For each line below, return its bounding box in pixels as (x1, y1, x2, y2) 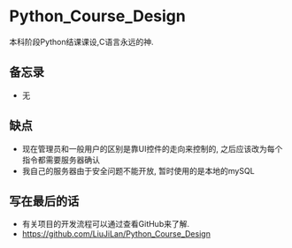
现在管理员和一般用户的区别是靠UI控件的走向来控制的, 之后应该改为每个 (21, 143, 283, 154)
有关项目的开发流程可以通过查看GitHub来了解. (21, 219, 190, 229)
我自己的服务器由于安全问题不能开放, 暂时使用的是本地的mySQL (21, 165, 255, 176)
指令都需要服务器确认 (21, 154, 100, 165)
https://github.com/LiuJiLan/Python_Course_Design (21, 229, 211, 239)
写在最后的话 (9, 193, 80, 208)
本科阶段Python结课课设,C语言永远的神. (9, 36, 154, 47)
